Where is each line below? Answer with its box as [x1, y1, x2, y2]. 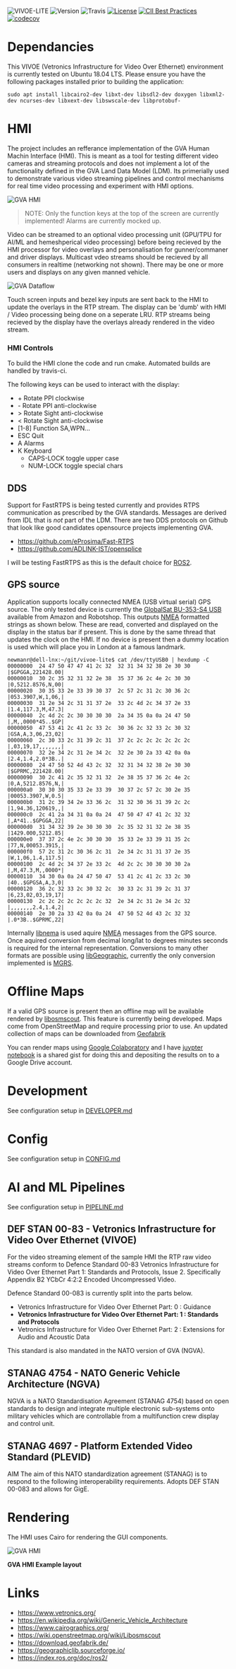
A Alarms [17, 439, 44, 448]
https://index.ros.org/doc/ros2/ [17, 1653, 108, 1662]
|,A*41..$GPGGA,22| [7, 817, 65, 824]
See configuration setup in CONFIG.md [7, 1154, 121, 1163]
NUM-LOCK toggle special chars [27, 462, 123, 470]
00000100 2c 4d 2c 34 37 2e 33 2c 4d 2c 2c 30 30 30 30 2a [7, 860, 191, 868]
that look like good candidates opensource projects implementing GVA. [7, 523, 213, 532]
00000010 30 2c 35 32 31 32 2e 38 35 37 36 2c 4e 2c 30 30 [7, 675, 191, 682]
